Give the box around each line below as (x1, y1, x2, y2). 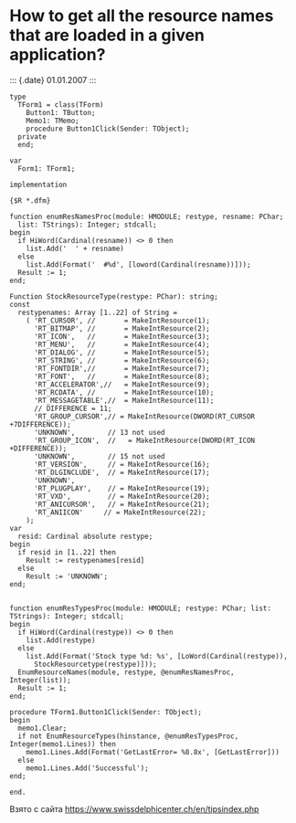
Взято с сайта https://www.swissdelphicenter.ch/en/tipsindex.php (9, 803, 259, 814)
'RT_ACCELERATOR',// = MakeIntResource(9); (33, 380, 210, 389)
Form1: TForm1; (17, 164, 76, 174)
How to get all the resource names (9, 5, 274, 26)
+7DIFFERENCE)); (9, 419, 71, 429)
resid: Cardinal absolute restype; (17, 532, 153, 541)
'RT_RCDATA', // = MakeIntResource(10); (33, 387, 215, 397)
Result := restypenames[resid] (26, 555, 145, 564)
